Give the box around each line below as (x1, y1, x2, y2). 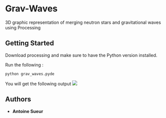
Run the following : (5, 61, 44, 67)
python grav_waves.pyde (5, 71, 55, 76)
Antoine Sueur (12, 108, 43, 114)
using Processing (5, 24, 41, 30)
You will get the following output (5, 80, 71, 87)
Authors (5, 95, 31, 104)
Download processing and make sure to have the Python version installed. (5, 52, 158, 58)
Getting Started (5, 39, 54, 48)
